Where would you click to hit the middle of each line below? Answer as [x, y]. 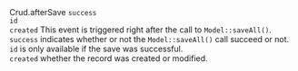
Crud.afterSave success [53, 12]
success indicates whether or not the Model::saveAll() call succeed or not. [149, 39]
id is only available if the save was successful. [96, 49]
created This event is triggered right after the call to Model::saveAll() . [141, 30]
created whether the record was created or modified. [109, 58]
